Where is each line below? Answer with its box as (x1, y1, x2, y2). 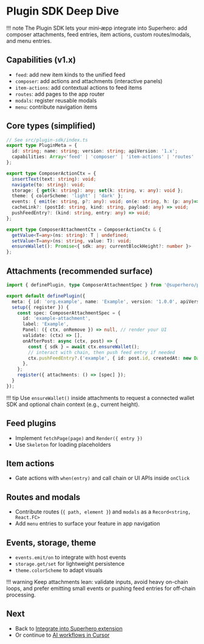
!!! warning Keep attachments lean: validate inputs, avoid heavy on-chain (6, 578, 188, 585)
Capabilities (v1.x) (6, 55, 76, 65)
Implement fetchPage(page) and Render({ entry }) (15, 434, 143, 441)
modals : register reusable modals (15, 97, 97, 104)
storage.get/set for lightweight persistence (15, 560, 125, 567)
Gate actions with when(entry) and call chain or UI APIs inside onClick (15, 475, 190, 482)
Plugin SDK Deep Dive (6, 4, 120, 18)
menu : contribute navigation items (15, 103, 98, 110)
